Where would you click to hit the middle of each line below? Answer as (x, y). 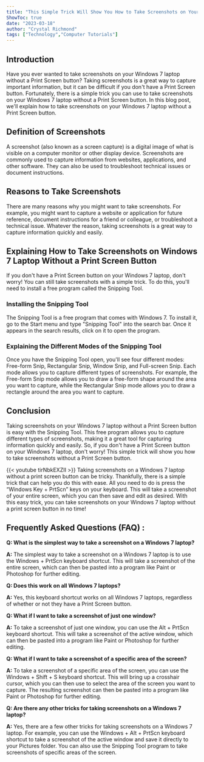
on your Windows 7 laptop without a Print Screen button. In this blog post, (99, 100)
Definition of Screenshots (56, 132)
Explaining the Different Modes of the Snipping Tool (84, 346)
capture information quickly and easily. (55, 232)
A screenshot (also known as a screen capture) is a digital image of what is (100, 146)
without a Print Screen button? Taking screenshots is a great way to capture (101, 80)
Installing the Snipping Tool (47, 304)
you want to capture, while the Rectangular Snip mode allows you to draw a (101, 385)
